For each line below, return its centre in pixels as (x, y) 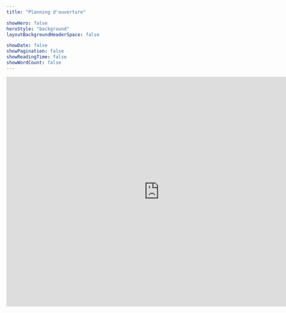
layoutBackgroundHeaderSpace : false (53, 34)
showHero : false (27, 23)
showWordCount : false (34, 62)
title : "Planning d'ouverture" (46, 12)
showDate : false (27, 46)
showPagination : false (35, 51)
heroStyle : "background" (38, 29)
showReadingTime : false (37, 57)
